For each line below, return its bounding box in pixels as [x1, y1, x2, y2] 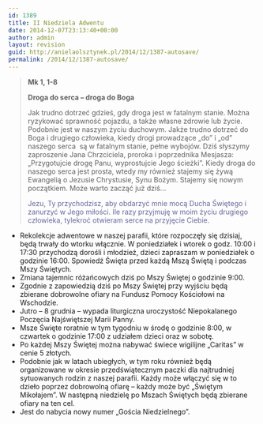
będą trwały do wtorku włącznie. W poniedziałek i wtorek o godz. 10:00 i [19, 238, 256, 249]
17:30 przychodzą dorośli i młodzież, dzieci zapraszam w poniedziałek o [19, 247, 255, 257]
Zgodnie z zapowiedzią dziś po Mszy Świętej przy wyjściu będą [19, 281, 228, 291]
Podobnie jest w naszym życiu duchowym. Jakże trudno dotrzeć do [27, 124, 249, 134]
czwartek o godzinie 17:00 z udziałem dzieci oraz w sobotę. [19, 331, 215, 340]
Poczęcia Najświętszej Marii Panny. [19, 314, 135, 324]
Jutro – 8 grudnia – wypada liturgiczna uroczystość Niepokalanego [19, 306, 238, 316]
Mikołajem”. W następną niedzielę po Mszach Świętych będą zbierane [19, 390, 248, 400]
